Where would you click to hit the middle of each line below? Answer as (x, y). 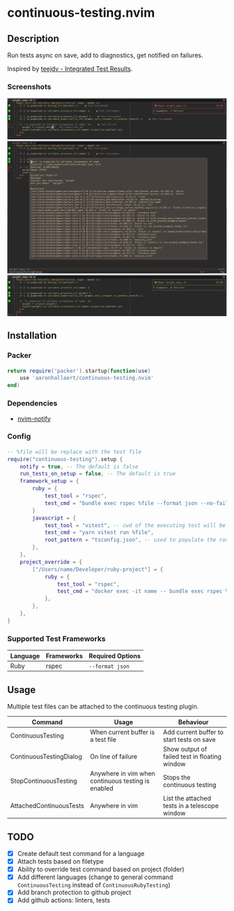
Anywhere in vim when (123, 774)
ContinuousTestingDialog (46, 756)
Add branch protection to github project (74, 892)
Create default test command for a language (81, 854)
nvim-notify (34, 419)
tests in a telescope (191, 805)
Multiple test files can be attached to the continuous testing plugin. (103, 707)
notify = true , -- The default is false (79, 467)
